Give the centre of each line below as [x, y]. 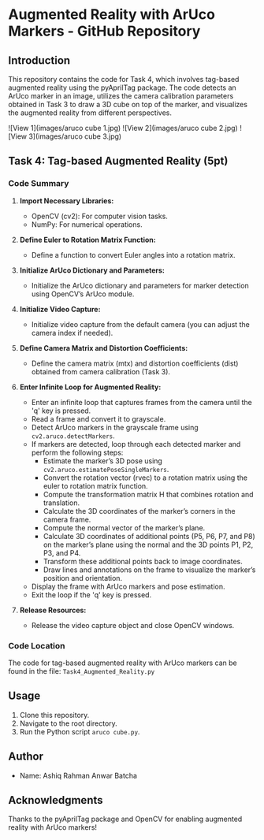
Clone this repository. [54, 715]
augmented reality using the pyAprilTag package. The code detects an [122, 87]
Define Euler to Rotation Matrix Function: [87, 240]
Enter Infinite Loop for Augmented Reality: [90, 387]
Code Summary [39, 184]
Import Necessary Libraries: [67, 201]
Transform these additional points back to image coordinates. [143, 561]
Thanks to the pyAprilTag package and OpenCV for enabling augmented [125, 819]
